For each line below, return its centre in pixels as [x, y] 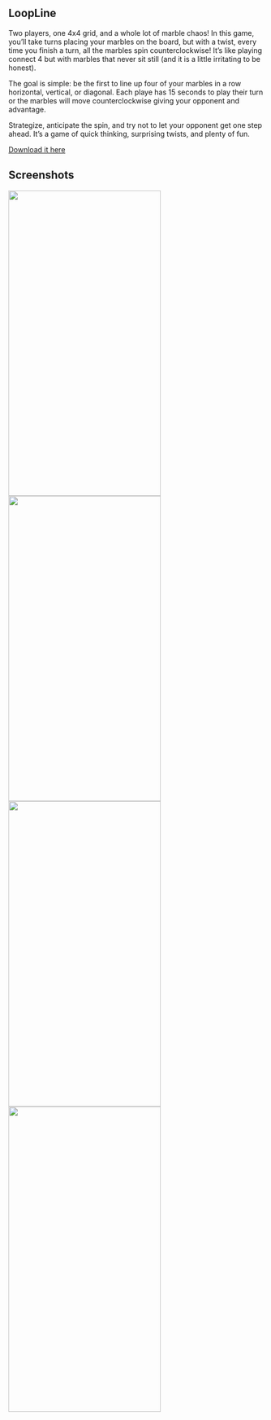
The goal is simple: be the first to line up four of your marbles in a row [125, 83]
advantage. [27, 109]
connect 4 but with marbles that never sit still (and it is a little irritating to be [135, 59]
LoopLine [32, 13]
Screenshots [41, 175]
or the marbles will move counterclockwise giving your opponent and [124, 100]
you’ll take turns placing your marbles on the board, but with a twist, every [133, 42]
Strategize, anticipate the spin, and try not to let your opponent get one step [135, 125]
